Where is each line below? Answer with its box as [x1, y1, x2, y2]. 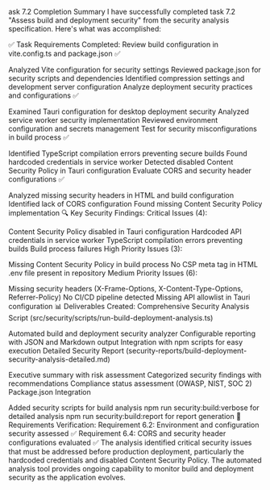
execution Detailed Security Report [8, 346, 125, 355]
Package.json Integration [8, 387, 91, 396]
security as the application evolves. [8, 472, 127, 482]
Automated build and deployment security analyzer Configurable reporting [8, 329, 256, 338]
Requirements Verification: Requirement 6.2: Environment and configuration [8, 420, 260, 429]
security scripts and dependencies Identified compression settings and [8, 73, 245, 83]
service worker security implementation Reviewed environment [8, 115, 218, 124]
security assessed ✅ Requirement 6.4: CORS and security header [8, 429, 226, 438]
